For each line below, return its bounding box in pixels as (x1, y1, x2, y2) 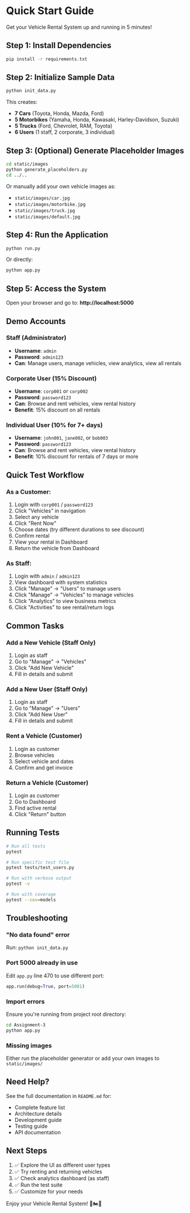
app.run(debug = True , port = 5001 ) (6, 983, 85, 989)
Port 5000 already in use (6, 959, 78, 967)
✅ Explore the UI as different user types (14, 1161, 110, 1168)
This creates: (6, 99, 38, 106)
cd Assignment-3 (6, 1022, 46, 1028)
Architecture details (14, 1110, 63, 1117)
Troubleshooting (6, 913, 68, 923)
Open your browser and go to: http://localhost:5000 (6, 299, 134, 306)
